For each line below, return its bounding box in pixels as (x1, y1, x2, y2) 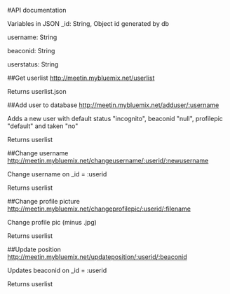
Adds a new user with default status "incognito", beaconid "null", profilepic (7, 115, 223, 122)
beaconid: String (7, 47, 55, 55)
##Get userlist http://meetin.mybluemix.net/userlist (7, 73, 155, 82)
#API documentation (7, 6, 67, 14)
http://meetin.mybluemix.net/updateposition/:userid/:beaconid (7, 253, 187, 261)
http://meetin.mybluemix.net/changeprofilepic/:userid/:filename (7, 204, 191, 213)
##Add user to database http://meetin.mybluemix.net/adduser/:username (7, 101, 219, 109)
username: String (7, 33, 57, 41)
